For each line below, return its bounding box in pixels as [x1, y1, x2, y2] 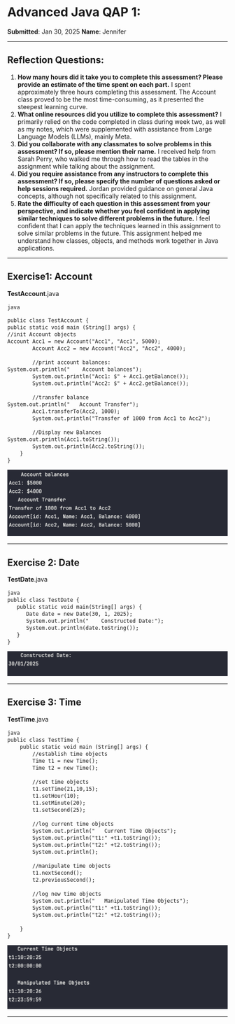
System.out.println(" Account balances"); [7, 365, 142, 373]
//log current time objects [32, 820, 114, 827]
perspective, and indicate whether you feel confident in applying [17, 206, 210, 215]
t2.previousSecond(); [32, 876, 96, 883]
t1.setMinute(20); [32, 799, 86, 806]
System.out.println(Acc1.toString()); [7, 435, 120, 443]
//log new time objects [32, 890, 101, 897]
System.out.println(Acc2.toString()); [32, 442, 145, 450]
